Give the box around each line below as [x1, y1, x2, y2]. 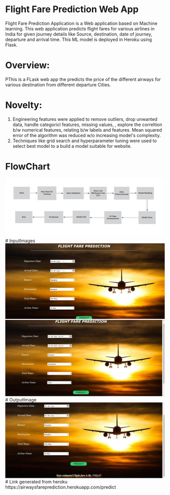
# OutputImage [5, 397, 37, 403]
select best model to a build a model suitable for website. [12, 143, 132, 149]
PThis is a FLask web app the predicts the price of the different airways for [5, 76, 161, 82]
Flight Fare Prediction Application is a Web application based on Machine [5, 20, 158, 26]
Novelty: [5, 100, 42, 111]
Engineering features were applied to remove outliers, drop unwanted [12, 116, 158, 122]
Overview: [5, 60, 50, 71]
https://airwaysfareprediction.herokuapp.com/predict [5, 484, 116, 490]
